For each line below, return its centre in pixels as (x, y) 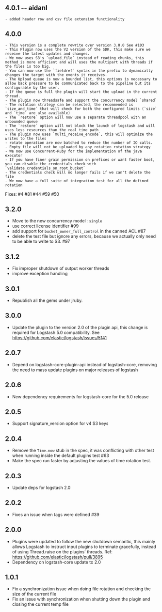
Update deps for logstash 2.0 (41, 487)
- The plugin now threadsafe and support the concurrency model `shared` (81, 100)
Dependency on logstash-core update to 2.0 (56, 562)
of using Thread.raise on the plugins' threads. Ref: (62, 551)
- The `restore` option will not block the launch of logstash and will (80, 126)
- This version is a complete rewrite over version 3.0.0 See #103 (75, 45)
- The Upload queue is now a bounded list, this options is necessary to (81, 79)
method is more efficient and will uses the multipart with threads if (79, 62)
